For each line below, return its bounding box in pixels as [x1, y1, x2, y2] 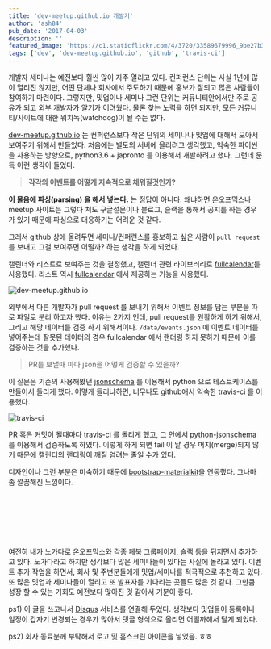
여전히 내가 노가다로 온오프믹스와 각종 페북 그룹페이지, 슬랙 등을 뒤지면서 [8, 546, 236, 556]
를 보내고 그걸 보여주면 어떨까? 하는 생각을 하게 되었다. [8, 242, 180, 251]
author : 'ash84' [8, 19, 63, 27]
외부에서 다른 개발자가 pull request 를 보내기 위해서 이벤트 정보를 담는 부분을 [8, 302, 250, 312]
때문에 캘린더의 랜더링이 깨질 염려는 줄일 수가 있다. [16, 450, 176, 459]
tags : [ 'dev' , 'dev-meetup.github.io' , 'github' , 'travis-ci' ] [8, 49, 226, 57]
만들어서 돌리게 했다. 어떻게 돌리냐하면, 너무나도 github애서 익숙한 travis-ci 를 [8, 387, 254, 396]
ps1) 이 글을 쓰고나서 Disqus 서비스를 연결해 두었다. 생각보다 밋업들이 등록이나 [8, 605, 256, 613]
